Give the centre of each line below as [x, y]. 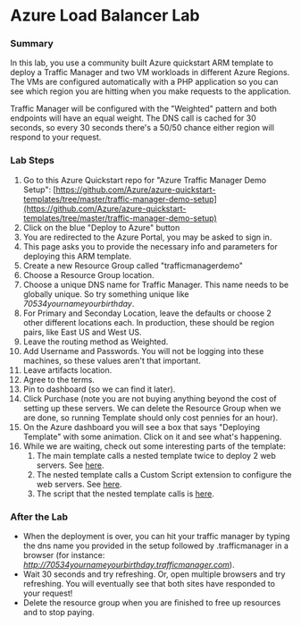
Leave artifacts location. [67, 370]
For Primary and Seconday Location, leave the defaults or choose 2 [147, 313]
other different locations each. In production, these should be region [149, 322]
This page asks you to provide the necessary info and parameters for [150, 246]
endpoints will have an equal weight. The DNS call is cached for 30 [134, 118]
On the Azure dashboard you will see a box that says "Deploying [142, 427]
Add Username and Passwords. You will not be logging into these [143, 351]
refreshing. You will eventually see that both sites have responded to [149, 584]
